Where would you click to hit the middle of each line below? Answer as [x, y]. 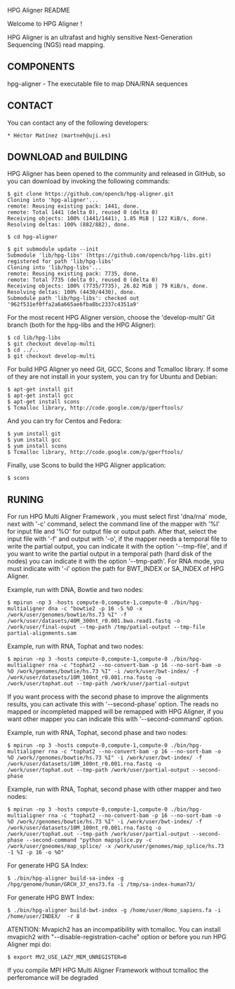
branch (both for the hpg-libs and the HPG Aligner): [82, 325]
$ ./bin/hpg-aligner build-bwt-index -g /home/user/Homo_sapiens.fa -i [114, 910]
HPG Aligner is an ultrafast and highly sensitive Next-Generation [100, 37]
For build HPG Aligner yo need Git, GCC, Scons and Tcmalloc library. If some [118, 369]
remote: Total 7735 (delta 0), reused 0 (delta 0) [83, 280]
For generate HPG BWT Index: [51, 898]
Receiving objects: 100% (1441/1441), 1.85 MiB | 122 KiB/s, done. [108, 219]
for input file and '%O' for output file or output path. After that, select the [112, 532]
